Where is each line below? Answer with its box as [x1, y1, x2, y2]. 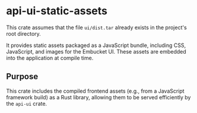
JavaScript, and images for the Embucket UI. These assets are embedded [6, 48, 187, 55]
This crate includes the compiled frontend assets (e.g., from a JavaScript [6, 87, 185, 95]
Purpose [6, 71, 39, 81]
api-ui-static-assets [6, 4, 108, 18]
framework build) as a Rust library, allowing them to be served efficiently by [6, 93, 191, 101]
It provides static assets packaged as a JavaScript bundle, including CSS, [6, 42, 186, 49]
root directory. [6, 30, 42, 37]
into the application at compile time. [6, 54, 94, 61]
